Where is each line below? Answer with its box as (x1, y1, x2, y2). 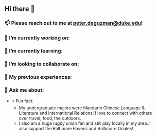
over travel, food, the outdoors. (18, 115, 81, 121)
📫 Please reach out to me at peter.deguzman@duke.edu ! (4, 20, 143, 27)
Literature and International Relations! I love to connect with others (18, 110, 152, 116)
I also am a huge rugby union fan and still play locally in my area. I (18, 120, 151, 126)
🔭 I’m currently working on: (4, 34, 70, 41)
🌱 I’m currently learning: (4, 48, 63, 54)
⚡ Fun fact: (11, 98, 34, 104)
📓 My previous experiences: (4, 74, 72, 80)
